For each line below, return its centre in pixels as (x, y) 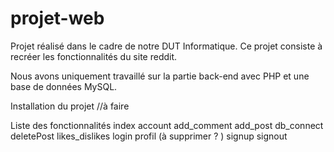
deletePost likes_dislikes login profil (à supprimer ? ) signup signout (149, 136)
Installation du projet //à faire (70, 106)
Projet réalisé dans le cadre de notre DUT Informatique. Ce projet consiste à (166, 46)
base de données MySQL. (64, 86)
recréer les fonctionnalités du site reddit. (94, 56)
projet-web (57, 18)
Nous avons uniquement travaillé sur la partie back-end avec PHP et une (160, 76)
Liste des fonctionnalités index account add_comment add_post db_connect (167, 125)
